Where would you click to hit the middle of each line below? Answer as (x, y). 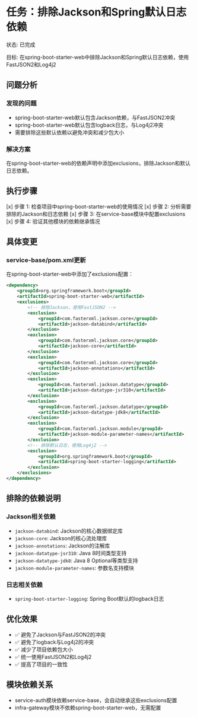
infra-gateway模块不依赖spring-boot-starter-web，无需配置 (88, 708)
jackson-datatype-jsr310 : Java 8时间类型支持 (71, 553)
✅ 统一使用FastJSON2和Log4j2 (53, 657)
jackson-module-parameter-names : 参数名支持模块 (74, 568)
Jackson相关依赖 (31, 517)
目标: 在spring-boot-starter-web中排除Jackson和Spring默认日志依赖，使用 (98, 57)
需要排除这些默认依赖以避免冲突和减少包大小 (69, 132)
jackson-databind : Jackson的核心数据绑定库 (69, 531)
